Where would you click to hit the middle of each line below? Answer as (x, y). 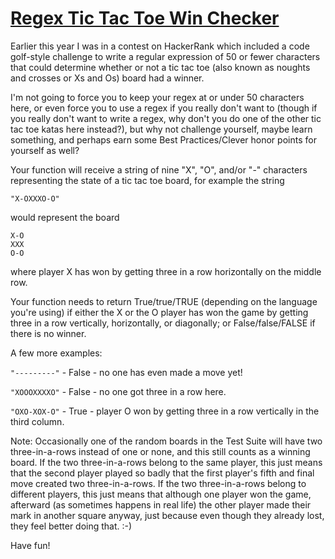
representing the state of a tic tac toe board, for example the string (147, 180)
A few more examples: (56, 353)
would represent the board (65, 217)
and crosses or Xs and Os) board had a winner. (107, 78)
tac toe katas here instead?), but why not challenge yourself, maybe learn (161, 129)
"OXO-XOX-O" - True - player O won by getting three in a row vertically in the (165, 411)
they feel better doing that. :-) (71, 526)
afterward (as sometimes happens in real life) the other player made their (161, 504)
